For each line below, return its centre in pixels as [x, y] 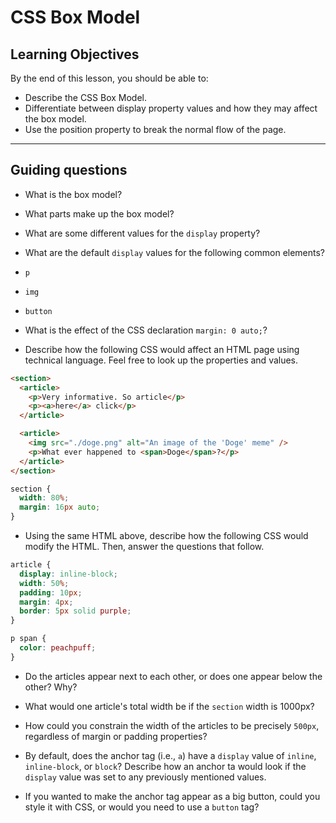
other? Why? [51, 687]
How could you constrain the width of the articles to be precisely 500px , [172, 725]
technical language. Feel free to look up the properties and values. [161, 360]
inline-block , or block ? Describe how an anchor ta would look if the [165, 766]
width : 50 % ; [44, 583]
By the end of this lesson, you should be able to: [109, 78]
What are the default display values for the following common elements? [175, 252]
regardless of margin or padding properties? [116, 736]
